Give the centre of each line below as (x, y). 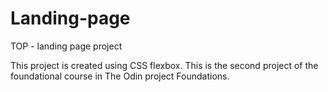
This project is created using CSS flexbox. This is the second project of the (164, 65)
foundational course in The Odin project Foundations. (120, 76)
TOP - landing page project (66, 46)
